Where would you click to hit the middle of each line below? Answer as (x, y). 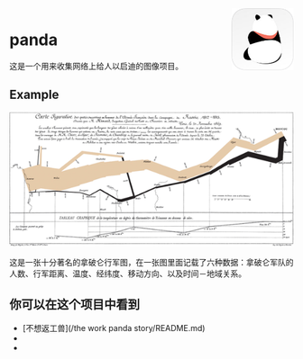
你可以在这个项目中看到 (74, 305)
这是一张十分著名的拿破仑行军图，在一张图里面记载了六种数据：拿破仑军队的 (151, 262)
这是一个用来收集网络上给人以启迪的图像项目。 (96, 66)
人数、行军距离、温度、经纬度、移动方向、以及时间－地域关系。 (128, 274)
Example (34, 95)
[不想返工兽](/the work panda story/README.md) (114, 328)
